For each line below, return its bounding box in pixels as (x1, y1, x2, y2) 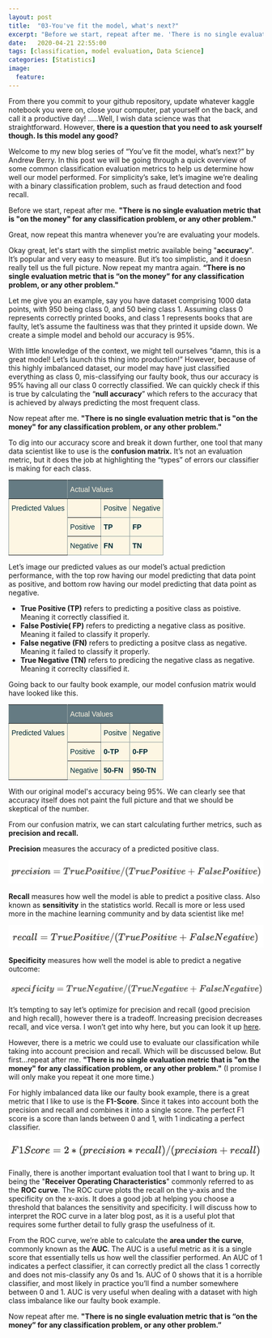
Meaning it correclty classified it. (19, 664, 130, 673)
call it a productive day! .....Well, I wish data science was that (8, 114, 211, 123)
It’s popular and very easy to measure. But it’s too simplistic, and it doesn (8, 254, 252, 264)
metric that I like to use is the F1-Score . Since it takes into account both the (8, 1096, 259, 1106)
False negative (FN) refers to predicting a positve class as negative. (19, 638, 248, 647)
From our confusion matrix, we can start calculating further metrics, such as (8, 820, 262, 829)
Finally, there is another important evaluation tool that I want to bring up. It (8, 1168, 255, 1178)
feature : (15, 73, 45, 81)
